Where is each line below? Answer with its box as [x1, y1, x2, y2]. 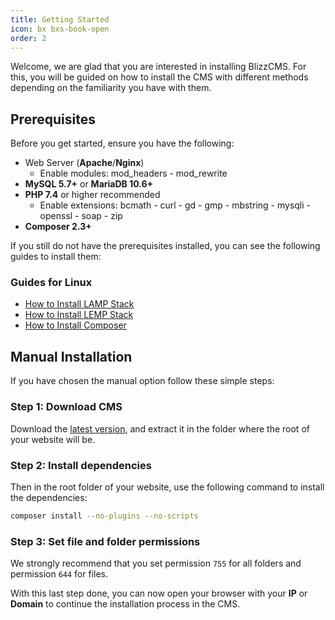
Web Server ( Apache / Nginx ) [24, 157, 145, 169]
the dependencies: [10, 491, 88, 503]
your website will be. [10, 433, 96, 445]
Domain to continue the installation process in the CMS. [10, 598, 241, 610]
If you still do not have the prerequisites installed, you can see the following [10, 240, 321, 252]
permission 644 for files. [10, 568, 108, 580]
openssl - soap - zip [39, 210, 123, 222]
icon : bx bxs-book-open [10, 24, 110, 34]
